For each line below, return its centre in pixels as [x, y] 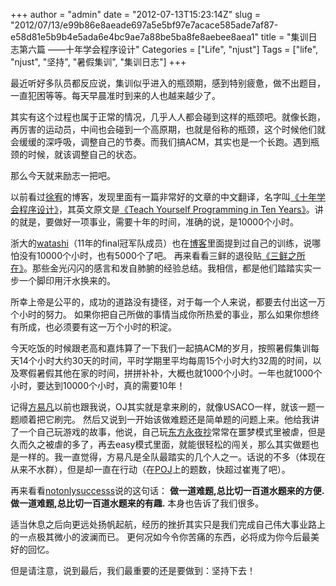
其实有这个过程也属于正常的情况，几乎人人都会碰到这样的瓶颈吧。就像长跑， [168, 117]
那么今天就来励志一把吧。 [63, 175]
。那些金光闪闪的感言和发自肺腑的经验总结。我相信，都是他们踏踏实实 [168, 268]
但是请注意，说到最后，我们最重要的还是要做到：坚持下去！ [133, 570]
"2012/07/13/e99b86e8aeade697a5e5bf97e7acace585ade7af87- [144, 25]
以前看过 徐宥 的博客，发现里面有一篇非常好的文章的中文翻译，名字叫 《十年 [163, 197]
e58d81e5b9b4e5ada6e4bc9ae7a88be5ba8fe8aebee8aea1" [134, 37]
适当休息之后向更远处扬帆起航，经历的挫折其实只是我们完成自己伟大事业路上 [168, 524]
